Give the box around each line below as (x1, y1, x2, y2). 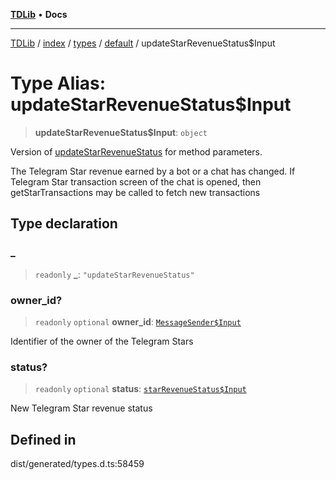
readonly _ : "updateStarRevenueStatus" (34, 268, 195, 280)
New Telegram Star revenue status (10, 402, 153, 414)
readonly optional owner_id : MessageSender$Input (34, 315, 242, 328)
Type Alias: (10, 72, 107, 95)
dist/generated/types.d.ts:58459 (10, 458, 145, 470)
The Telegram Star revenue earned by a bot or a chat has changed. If (10, 165, 296, 177)
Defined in (10, 431, 77, 448)
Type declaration (10, 215, 118, 233)
